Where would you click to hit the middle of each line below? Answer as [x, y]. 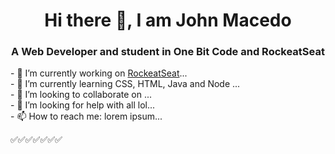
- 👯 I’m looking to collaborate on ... [81, 95]
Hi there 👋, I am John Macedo [168, 20]
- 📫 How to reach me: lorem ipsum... [86, 116]
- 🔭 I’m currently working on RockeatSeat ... [99, 73]
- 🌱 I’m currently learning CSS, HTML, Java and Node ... [125, 84]
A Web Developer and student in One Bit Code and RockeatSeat [168, 52]
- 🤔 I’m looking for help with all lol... [83, 105]
